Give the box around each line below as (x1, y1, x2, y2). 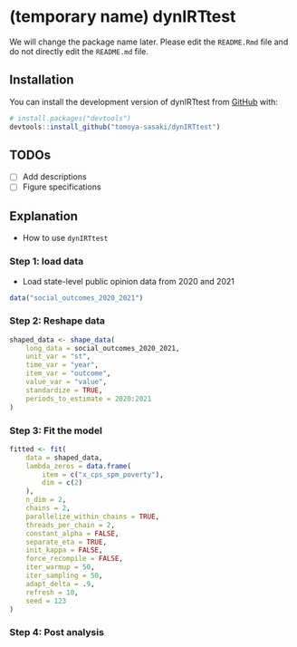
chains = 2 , (25, 504, 71, 513)
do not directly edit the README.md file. (9, 45, 149, 56)
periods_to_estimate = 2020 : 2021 (25, 394, 152, 403)
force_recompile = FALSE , (25, 555, 124, 564)
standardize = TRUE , (25, 385, 103, 395)
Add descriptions (22, 171, 88, 182)
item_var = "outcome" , (25, 369, 111, 378)
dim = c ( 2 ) (42, 478, 83, 488)
